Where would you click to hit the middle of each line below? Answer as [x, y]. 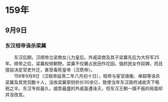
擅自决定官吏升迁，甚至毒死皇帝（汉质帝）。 [50, 70]
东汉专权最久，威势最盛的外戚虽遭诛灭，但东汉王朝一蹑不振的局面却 [92, 88]
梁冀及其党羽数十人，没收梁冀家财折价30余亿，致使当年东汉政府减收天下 [80, 82]
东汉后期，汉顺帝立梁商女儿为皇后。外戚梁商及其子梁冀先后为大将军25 [86, 57]
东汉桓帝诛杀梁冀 [26, 45]
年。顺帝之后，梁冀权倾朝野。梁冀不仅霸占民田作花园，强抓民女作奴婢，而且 [84, 63]
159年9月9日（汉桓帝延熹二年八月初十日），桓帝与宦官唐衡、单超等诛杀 [87, 76]
